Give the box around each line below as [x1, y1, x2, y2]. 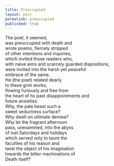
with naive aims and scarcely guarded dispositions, [5, 61, 110, 67]
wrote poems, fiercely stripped [5, 45, 68, 51]
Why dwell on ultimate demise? [5, 114, 69, 120]
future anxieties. [5, 98, 39, 104]
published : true [5, 21, 39, 26]
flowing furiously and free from [5, 87, 68, 93]
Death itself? [5, 156, 31, 162]
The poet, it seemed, [5, 35, 48, 41]
